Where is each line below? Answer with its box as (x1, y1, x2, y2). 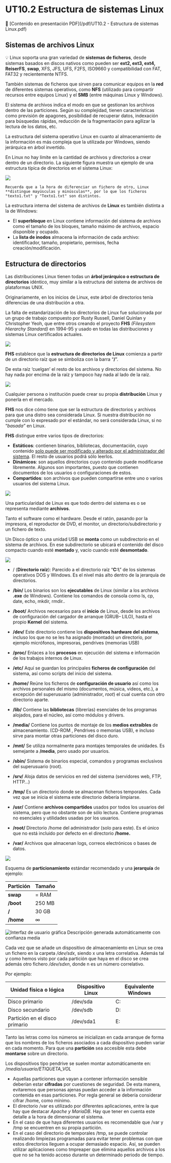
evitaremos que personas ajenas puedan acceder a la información (12, 1086, 152, 1092)
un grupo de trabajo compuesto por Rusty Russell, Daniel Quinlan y (5, 315, 146, 321)
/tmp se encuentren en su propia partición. (12, 1124, 103, 1131)
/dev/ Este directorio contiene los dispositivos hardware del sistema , (12, 629, 159, 635)
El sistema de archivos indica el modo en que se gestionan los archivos (5, 101, 155, 108)
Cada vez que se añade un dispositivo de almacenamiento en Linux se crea (5, 945, 163, 951)
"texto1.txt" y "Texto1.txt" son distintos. (5, 193, 101, 198)
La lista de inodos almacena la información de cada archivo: (12, 234, 140, 240)
